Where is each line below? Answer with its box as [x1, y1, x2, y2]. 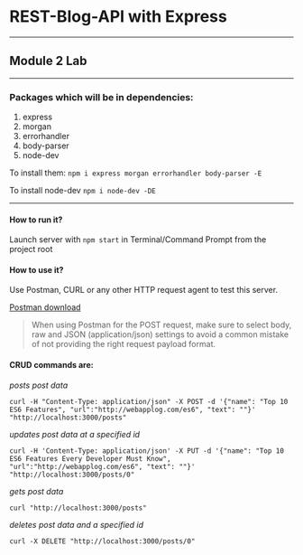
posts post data [9, 380, 69, 390]
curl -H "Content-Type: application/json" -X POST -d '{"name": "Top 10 [9, 397, 289, 406]
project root [9, 244, 53, 255]
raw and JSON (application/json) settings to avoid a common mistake [31, 329, 289, 340]
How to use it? [9, 264, 64, 275]
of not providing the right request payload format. [31, 339, 216, 350]
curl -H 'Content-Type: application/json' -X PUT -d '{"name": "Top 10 [9, 446, 284, 456]
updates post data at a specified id [9, 428, 141, 439]
